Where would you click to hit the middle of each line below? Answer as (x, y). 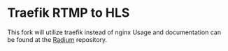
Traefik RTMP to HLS (69, 13)
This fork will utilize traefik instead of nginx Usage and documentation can (114, 32)
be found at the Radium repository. (57, 39)
